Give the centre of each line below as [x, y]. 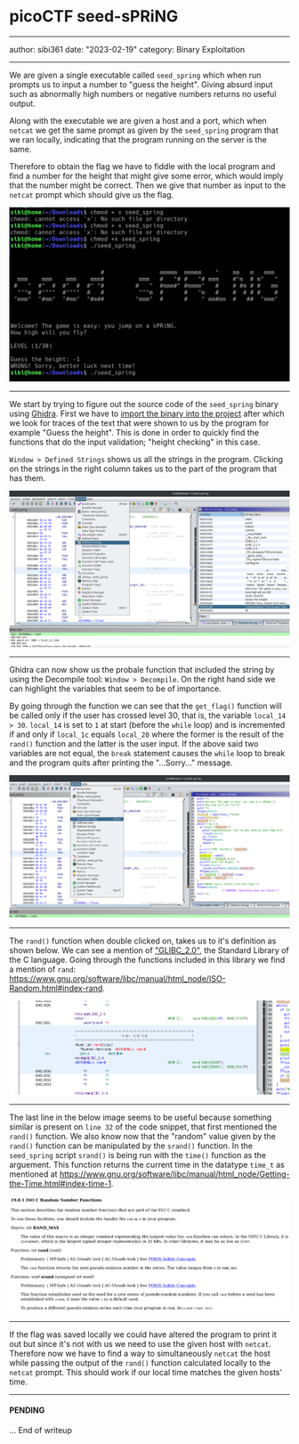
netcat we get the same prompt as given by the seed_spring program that [144, 130]
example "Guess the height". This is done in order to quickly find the [134, 432]
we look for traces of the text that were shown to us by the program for [139, 423]
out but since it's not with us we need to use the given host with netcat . [140, 1343]
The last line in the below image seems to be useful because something [141, 1117]
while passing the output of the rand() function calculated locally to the [140, 1362]
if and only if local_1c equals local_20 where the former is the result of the [147, 734]
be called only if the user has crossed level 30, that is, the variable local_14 [148, 715]
